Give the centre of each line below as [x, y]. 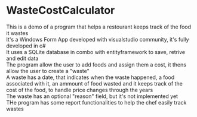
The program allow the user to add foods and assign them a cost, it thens [96, 64]
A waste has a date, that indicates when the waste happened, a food [90, 77]
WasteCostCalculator [61, 10]
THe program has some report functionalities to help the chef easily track [96, 102]
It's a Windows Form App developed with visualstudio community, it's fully [98, 39]
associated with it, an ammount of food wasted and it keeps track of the [95, 83]
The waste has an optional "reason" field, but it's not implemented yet [92, 96]
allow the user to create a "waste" [48, 71]
